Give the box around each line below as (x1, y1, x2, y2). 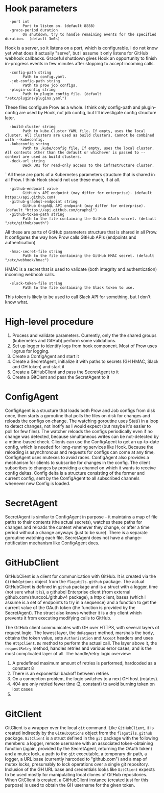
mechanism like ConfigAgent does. (28, 540, 99, 546)
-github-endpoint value (9, 186, 58, 191)
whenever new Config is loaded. (5, 480, 70, 486)
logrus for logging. (12, 348, 50, 354)
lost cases (12, 686, 33, 692)
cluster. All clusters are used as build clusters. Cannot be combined (5, 133, 154, 138)
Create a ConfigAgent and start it (12, 353, 79, 359)
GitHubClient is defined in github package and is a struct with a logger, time (5, 584, 158, 589)
